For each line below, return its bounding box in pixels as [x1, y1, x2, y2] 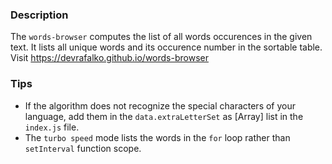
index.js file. [24, 121, 80, 133]
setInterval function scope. [24, 142, 142, 154]
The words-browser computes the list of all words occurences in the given [10, 31, 313, 43]
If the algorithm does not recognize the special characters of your [24, 99, 297, 112]
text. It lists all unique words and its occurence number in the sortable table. [10, 41, 323, 53]
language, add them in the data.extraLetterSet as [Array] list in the [24, 110, 304, 122]
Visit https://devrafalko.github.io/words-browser [10, 52, 209, 64]
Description [10, 8, 69, 22]
